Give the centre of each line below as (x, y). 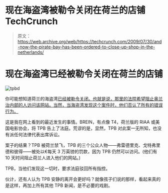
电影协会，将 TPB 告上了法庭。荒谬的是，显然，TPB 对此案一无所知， (81, 128)
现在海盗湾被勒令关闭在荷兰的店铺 (75, 10)
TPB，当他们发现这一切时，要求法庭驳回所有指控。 (58, 168)
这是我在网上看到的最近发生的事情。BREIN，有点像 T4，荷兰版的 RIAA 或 (80, 122)
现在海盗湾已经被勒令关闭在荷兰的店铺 (84, 74)
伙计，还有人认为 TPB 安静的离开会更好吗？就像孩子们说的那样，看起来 (79, 179)
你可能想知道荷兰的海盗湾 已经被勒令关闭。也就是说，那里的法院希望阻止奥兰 (84, 99)
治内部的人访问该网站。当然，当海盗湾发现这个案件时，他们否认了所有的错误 (84, 105)
